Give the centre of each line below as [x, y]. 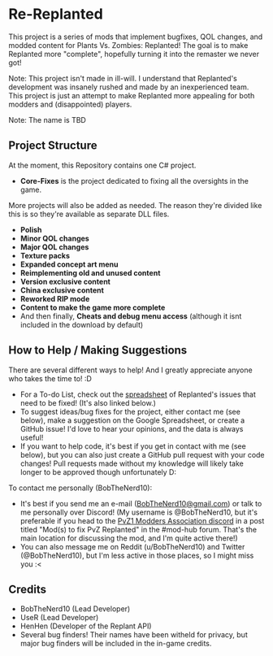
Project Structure [53, 146]
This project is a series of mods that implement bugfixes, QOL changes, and [136, 37]
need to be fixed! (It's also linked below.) [88, 402]
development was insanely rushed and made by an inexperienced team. [129, 87]
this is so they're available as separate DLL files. [89, 214]
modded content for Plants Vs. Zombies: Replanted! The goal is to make [128, 45]
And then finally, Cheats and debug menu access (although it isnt [131, 316]
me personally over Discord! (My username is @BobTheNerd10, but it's [139, 512]
